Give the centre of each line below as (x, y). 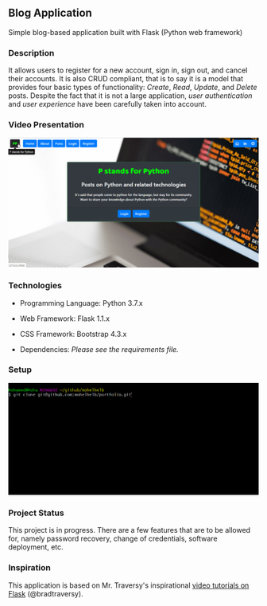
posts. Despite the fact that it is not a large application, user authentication (130, 96)
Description (31, 53)
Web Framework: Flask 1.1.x (64, 319)
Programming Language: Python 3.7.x (81, 303)
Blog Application (50, 13)
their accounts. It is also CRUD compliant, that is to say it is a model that (126, 79)
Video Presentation (46, 125)
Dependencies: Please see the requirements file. (99, 349)
